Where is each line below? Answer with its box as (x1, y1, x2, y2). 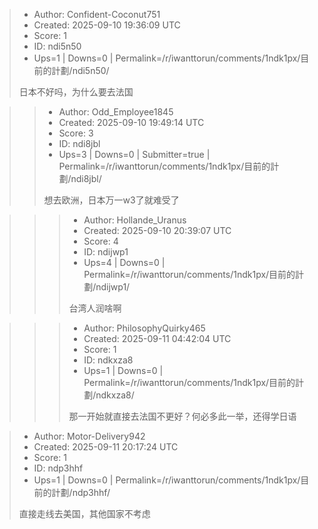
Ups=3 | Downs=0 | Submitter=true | (58, 149, 211, 160)
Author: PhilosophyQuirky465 (83, 322, 206, 334)
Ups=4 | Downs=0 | (83, 257, 166, 268)
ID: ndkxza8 (83, 354, 134, 366)
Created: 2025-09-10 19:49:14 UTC (58, 117, 205, 128)
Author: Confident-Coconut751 (33, 9, 161, 20)
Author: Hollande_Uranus (83, 214, 187, 226)
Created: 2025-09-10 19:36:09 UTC (33, 19, 181, 31)
